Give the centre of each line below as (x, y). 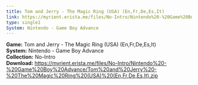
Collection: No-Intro (31, 57)
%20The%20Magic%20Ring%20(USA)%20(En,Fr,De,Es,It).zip (82, 76)
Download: (20, 63)
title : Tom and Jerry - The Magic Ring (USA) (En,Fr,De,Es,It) (85, 11)
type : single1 (24, 22)
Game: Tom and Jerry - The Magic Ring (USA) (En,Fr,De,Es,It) (81, 45)
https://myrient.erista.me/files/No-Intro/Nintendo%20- (100, 63)
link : (13, 17)
